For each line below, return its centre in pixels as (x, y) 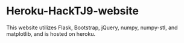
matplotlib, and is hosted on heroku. (51, 33)
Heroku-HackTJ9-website (73, 11)
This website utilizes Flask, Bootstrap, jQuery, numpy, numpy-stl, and (92, 27)
